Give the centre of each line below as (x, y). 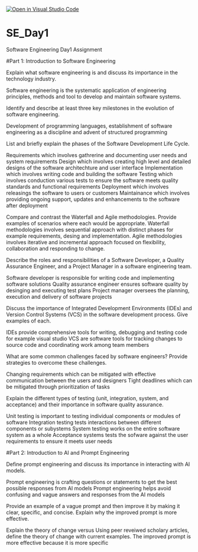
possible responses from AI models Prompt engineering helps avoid (89, 488)
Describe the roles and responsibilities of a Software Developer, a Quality (95, 260)
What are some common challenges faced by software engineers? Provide (97, 356)
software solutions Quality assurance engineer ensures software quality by (97, 284)
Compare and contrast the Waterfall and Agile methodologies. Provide (91, 217)
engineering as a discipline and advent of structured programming (87, 132)
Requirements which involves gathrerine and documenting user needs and (97, 155)
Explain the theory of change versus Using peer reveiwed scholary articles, (98, 530)
